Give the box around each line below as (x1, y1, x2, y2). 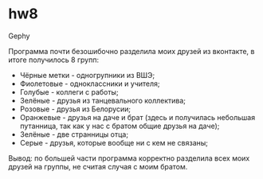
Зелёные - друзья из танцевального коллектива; (19, 95, 186, 105)
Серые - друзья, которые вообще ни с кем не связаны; (19, 138, 209, 147)
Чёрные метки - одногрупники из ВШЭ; (19, 70, 155, 80)
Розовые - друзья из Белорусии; (19, 104, 131, 114)
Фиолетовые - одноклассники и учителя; (19, 79, 161, 88)
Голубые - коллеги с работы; (19, 87, 119, 96)
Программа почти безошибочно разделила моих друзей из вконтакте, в (8, 46, 255, 56)
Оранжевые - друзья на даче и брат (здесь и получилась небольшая (19, 112, 256, 122)
